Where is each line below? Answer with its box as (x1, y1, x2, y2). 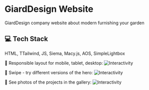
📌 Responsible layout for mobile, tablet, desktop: (4, 60, 103, 66)
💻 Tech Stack (4, 35, 48, 43)
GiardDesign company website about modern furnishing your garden (4, 20, 145, 26)
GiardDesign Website (4, 3, 94, 15)
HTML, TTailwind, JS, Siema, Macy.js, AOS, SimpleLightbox (4, 50, 125, 56)
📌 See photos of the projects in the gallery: (4, 79, 92, 85)
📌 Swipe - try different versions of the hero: (4, 69, 93, 75)
